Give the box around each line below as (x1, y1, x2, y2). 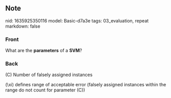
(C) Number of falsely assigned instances (5, 71, 93, 78)
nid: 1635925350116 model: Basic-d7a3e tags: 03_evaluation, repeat (5, 17, 149, 23)
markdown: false (5, 23, 41, 29)
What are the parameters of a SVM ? (5, 47, 83, 54)
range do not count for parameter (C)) (5, 87, 85, 93)
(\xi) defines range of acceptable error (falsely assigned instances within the (5, 82, 166, 88)
